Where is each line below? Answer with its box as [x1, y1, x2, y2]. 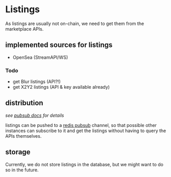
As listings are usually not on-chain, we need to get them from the [5, 20, 144, 27]
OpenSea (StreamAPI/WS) [12, 54, 68, 60]
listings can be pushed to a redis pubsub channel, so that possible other [5, 122, 157, 128]
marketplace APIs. [5, 26, 44, 32]
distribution [5, 98, 43, 108]
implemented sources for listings [5, 41, 113, 49]
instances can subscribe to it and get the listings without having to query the [5, 128, 166, 134]
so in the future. [5, 167, 39, 173]
